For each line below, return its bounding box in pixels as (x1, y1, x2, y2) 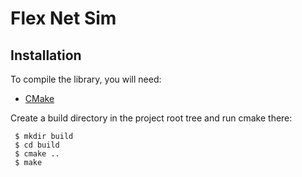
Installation (10, 47, 82, 64)
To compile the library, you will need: (10, 73, 162, 85)
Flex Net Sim (10, 7, 117, 30)
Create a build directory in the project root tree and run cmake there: (10, 112, 293, 124)
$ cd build (14, 140, 60, 150)
